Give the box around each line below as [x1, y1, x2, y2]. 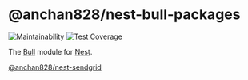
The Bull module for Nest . [8, 47, 93, 56]
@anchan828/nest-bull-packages [8, 6, 241, 24]
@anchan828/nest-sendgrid [8, 62, 102, 72]
